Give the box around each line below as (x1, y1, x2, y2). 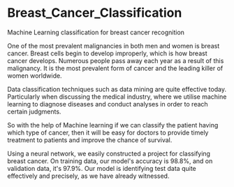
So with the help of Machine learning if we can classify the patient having (7, 120, 219, 129)
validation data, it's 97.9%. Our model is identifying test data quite (7, 164, 197, 172)
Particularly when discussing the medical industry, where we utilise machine (7, 92, 227, 101)
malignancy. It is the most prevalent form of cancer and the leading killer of (7, 64, 224, 72)
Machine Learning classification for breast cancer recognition (7, 28, 185, 36)
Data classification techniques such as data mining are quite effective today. (7, 85, 227, 93)
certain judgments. (7, 107, 61, 116)
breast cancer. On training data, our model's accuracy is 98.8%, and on (7, 156, 213, 165)
